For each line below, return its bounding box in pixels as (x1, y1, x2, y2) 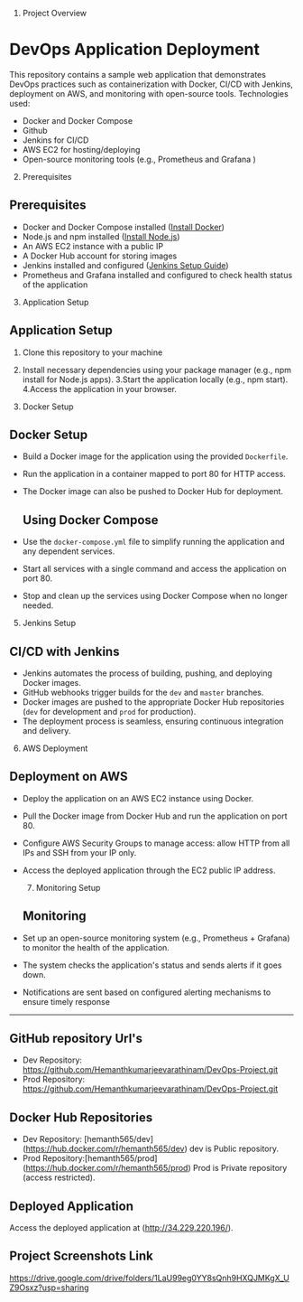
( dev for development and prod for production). (22, 707, 197, 717)
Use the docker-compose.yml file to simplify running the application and (22, 537, 285, 548)
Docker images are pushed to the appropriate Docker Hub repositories (22, 697, 285, 707)
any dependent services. (22, 546, 115, 557)
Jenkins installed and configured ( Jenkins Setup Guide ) (22, 259, 229, 270)
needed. (22, 600, 54, 611)
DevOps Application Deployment (9, 40, 260, 60)
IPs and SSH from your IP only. (22, 847, 137, 857)
